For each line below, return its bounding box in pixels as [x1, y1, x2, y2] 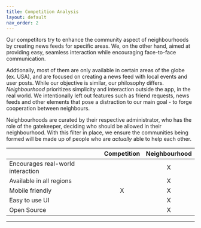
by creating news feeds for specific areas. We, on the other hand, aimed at [6, 42, 190, 50]
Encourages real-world [9, 159, 75, 168]
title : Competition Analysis [6, 8, 79, 15]
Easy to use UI [9, 196, 50, 205]
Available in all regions [9, 177, 72, 185]
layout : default [6, 14, 47, 20]
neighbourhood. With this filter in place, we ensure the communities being [6, 129, 188, 136]
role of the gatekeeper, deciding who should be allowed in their [6, 123, 162, 130]
